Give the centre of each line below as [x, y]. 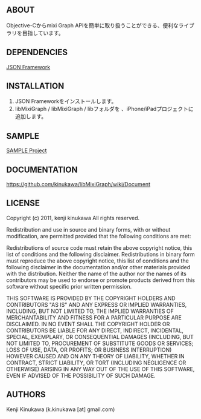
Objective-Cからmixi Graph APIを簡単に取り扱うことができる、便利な [93, 25]
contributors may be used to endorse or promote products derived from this [101, 280]
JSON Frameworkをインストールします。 [66, 101]
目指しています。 [43, 33]
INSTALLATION [35, 86]
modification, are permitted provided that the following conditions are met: [99, 236]
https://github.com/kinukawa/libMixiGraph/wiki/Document [78, 184]
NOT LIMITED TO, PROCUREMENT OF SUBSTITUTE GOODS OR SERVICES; [100, 343]
